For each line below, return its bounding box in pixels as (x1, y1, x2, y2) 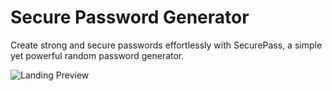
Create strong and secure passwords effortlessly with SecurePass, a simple (10, 39, 323, 51)
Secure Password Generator (10, 6, 250, 29)
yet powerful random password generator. (10, 49, 185, 61)
